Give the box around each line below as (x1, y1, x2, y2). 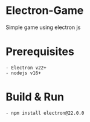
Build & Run (5, 90, 65, 104)
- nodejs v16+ (5, 70, 42, 76)
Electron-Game (5, 4, 84, 18)
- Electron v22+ (5, 65, 47, 71)
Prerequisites (5, 45, 75, 59)
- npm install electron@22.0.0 (5, 110, 85, 116)
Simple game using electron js (5, 24, 81, 31)
